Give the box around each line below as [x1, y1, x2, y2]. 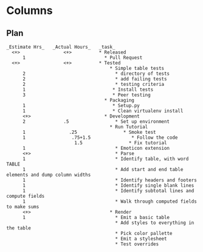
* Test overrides [115, 241, 159, 247]
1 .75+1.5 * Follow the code [22, 135, 178, 141]
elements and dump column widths [6, 172, 91, 178]
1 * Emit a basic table [22, 214, 170, 220]
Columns [6, 4, 53, 18]
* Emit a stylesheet [115, 236, 167, 242]
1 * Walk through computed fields [22, 198, 198, 205]
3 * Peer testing [22, 92, 151, 98]
